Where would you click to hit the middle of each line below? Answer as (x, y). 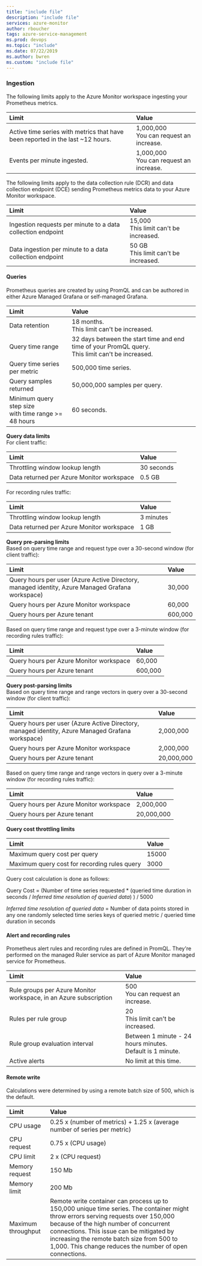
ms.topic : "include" (32, 46)
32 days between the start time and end (128, 339)
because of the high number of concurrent (110, 1224)
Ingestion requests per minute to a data (65, 224)
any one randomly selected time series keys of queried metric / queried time (101, 915)
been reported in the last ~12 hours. (60, 139)
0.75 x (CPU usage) (78, 1143)
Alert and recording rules (38, 935)
